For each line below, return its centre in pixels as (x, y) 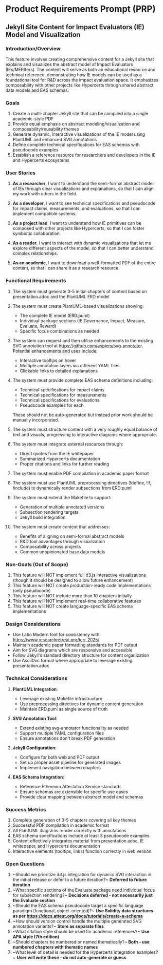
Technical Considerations (36, 678)
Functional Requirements (36, 281)
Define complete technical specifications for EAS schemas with (76, 145)
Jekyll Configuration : (34, 748)
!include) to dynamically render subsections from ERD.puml (72, 488)
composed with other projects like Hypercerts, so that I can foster (79, 229)
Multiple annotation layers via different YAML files (70, 365)
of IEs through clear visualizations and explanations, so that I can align (83, 189)
